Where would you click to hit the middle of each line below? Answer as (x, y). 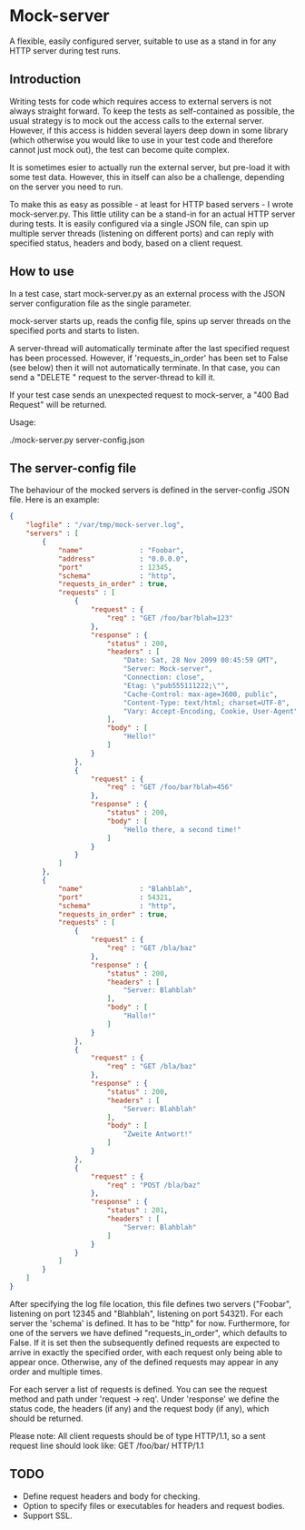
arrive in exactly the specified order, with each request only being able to (146, 1352)
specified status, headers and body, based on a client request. (126, 243)
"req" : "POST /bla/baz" (154, 1185)
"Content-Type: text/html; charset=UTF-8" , (207, 703)
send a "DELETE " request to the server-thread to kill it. (113, 377)
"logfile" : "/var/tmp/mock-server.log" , (105, 525)
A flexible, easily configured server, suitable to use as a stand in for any (143, 41)
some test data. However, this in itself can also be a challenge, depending (147, 177)
